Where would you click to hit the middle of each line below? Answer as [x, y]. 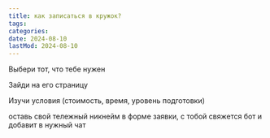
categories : [28, 31]
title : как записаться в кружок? [65, 16]
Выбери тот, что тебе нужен [57, 69]
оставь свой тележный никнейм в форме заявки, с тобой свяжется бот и [135, 116]
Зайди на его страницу [48, 85]
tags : [17, 24]
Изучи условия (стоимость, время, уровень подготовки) [107, 101]
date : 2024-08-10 [38, 39]
